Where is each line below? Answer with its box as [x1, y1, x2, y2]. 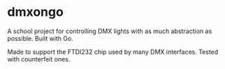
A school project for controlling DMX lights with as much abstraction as [7, 27, 212, 35]
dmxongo [7, 4, 64, 20]
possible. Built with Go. [7, 34, 73, 42]
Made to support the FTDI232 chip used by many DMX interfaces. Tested [7, 48, 219, 56]
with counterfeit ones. [7, 55, 71, 63]
